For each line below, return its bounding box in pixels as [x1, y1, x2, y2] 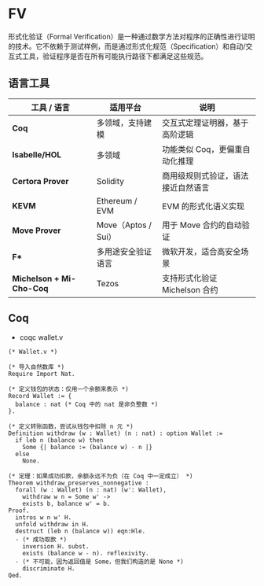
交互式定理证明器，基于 [162, 117, 249, 128]
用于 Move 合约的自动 [162, 219, 242, 230]
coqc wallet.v [19, 332, 64, 342]
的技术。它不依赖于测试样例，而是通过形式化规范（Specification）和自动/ [8, 41, 246, 51]
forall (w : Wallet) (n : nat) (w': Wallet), [15, 485, 167, 494]
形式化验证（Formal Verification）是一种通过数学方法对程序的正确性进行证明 [8, 31, 255, 41]
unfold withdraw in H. [15, 520, 90, 528]
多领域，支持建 [96, 117, 152, 128]
